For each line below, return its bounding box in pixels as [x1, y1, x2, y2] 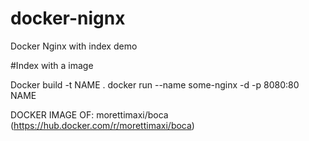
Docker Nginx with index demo [10, 40, 138, 52]
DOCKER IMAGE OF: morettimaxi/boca [10, 108, 169, 121]
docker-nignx [10, 7, 126, 30]
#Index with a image [10, 59, 94, 71]
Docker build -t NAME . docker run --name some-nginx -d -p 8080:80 [10, 78, 300, 91]
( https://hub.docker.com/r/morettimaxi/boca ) [10, 119, 195, 131]
